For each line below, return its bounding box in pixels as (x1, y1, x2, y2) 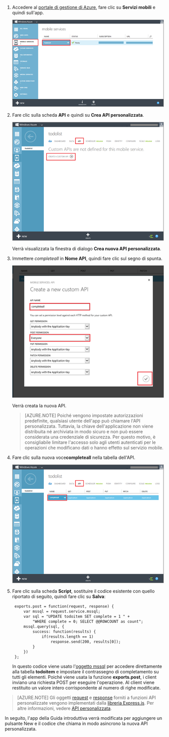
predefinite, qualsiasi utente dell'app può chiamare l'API (24, 418, 141, 424)
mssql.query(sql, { (23, 624, 65, 629)
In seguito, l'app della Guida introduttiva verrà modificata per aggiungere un (5, 715, 162, 721)
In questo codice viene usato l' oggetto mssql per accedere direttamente (12, 663, 162, 669)
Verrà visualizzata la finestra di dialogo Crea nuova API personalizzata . (12, 245, 161, 252)
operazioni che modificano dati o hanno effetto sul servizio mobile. (24, 445, 163, 451)
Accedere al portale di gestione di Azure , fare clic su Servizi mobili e (12, 5, 156, 10)
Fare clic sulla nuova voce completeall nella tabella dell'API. (12, 454, 136, 460)
